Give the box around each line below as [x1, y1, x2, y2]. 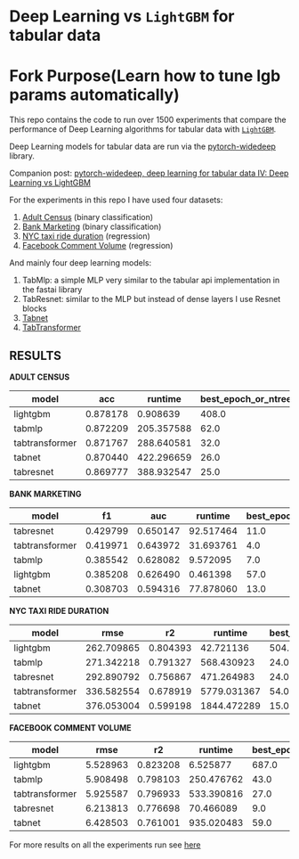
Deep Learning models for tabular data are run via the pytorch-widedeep [9, 141, 276, 152]
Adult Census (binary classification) [21, 212, 154, 223]
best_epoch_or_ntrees [199, 392, 297, 405]
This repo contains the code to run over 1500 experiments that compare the [9, 114, 287, 126]
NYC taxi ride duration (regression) [21, 231, 151, 241]
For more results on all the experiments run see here [9, 839, 202, 850]
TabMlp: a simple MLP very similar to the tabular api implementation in [21, 274, 280, 286]
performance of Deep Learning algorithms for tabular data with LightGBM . [9, 124, 277, 135]
